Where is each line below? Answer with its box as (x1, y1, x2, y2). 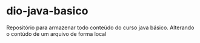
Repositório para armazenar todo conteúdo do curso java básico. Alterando (6, 24, 195, 31)
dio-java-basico (6, 4, 88, 18)
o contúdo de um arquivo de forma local (6, 30, 107, 37)
